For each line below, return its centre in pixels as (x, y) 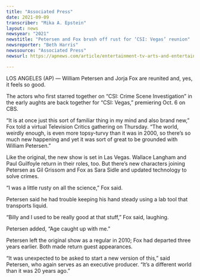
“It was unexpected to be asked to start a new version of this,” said (88, 258)
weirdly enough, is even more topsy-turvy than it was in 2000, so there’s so (99, 133)
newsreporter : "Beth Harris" (42, 45)
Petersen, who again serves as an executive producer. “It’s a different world (99, 264)
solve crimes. (23, 176)
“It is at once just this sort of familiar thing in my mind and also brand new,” (98, 120)
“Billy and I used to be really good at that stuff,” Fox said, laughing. (87, 217)
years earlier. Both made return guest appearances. (69, 246)
